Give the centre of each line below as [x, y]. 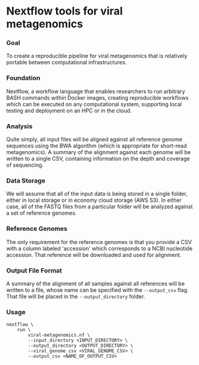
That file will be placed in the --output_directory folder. [76, 296]
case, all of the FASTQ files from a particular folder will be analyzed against [99, 207]
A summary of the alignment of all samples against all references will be [96, 283]
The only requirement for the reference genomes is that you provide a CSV [99, 242]
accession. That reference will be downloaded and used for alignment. [94, 254]
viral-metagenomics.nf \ [59, 335]
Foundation [23, 78]
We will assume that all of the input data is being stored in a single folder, [97, 194]
